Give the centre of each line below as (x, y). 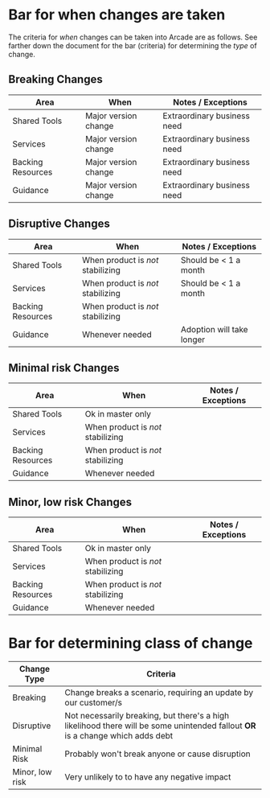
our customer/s (94, 703)
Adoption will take (214, 329)
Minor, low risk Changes (70, 502)
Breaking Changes (55, 79)
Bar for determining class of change (131, 643)
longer (193, 339)
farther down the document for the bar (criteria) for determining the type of (133, 45)
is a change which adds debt (119, 736)
